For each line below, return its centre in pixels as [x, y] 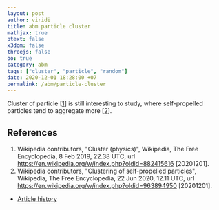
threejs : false [29, 52]
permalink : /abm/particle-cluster [57, 84]
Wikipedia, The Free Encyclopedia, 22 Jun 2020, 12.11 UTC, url [106, 178]
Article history [37, 199]
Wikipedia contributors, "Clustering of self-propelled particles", [107, 171]
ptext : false [26, 39]
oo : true [20, 59]
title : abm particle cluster [49, 26]
